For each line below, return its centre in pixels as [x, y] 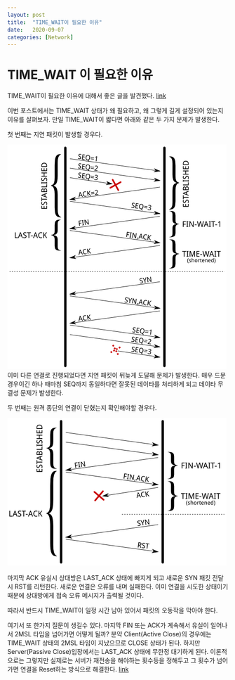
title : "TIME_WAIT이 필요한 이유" [55, 22]
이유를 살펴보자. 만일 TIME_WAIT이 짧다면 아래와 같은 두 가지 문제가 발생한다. [113, 120]
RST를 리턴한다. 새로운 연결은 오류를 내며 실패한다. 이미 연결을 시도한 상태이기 [121, 586]
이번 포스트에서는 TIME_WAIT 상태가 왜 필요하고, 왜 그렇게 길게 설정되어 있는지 [115, 111]
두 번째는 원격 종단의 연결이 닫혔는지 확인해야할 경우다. [82, 408]
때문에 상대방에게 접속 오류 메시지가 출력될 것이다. [76, 596]
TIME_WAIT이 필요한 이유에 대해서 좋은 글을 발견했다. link [87, 96]
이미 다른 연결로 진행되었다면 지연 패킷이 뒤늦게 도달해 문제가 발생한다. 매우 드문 [117, 376]
